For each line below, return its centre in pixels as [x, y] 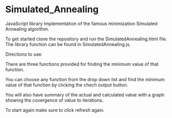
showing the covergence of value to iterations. [54, 100]
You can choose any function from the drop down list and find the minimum [85, 79]
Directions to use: [24, 54]
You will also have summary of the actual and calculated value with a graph [85, 95]
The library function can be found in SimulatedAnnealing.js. [68, 44]
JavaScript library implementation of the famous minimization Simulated [81, 23]
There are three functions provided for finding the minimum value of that [82, 64]
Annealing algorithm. [27, 29]
